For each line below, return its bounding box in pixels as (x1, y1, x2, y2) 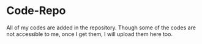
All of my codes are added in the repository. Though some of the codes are (6, 24, 196, 31)
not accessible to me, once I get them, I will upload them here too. (6, 30, 173, 37)
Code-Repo (6, 4, 66, 18)
